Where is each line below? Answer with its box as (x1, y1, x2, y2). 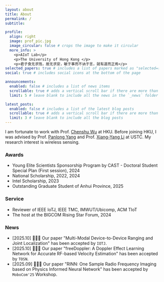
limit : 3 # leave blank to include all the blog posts (9, 115, 123, 120)
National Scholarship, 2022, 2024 (12, 173, 80, 179)
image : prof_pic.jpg (9, 39, 51, 44)
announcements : (5, 79, 36, 85)
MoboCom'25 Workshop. (12, 271, 58, 277)
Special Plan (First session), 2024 (12, 168, 80, 174)
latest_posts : (5, 102, 34, 107)
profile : (5, 30, 23, 35)
